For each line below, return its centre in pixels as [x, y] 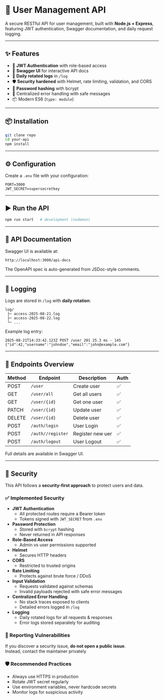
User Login [86, 426]
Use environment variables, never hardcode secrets [64, 687]
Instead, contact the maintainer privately [46, 651]
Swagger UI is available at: [32, 251]
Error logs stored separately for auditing [60, 623]
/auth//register [50, 434]
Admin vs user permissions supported [58, 545]
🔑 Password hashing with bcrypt [45, 88]
